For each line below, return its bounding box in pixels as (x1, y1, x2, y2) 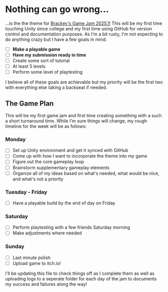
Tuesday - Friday (5, 188, 48, 196)
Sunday (5, 243, 25, 250)
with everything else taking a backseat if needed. (5, 84, 107, 90)
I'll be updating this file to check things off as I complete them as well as (5, 270, 155, 276)
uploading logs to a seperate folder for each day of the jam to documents (5, 275, 157, 281)
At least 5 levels (12, 63, 46, 69)
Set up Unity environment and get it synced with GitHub (12, 148, 128, 154)
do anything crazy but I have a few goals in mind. (5, 36, 107, 42)
